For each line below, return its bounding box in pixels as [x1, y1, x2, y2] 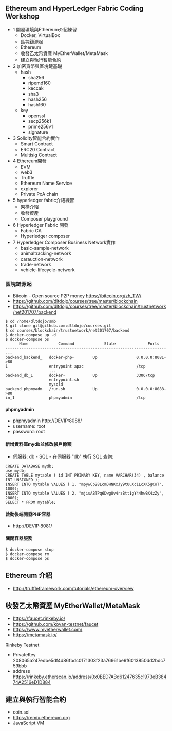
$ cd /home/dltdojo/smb [5, 319, 56, 324]
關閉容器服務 [5, 535, 32, 541]
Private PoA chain [20, 191, 58, 197]
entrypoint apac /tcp [49, 364, 146, 369]
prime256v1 [28, 123, 53, 130]
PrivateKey [12, 651, 36, 657]
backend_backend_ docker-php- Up [5, 355, 98, 360]
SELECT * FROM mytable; [5, 500, 56, 505]
